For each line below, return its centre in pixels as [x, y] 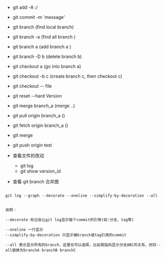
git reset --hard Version [37, 96]
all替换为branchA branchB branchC [41, 250]
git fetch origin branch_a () [40, 125]
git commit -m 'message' [39, 17]
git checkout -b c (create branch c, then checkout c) [68, 76]
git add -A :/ [25, 7]
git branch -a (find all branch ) [44, 37]
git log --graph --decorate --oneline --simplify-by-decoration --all [81, 196]
